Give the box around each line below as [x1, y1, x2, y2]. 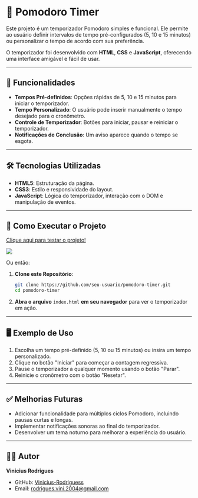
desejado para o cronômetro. [14, 112, 85, 119]
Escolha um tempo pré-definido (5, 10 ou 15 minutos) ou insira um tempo [14, 346, 192, 353]
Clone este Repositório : [14, 271, 74, 278]
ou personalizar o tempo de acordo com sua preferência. [6, 37, 144, 44]
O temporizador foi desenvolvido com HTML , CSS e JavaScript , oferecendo [6, 48, 192, 56]
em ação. [14, 304, 38, 312]
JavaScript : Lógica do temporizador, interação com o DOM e [14, 192, 164, 199]
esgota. [14, 137, 34, 144]
